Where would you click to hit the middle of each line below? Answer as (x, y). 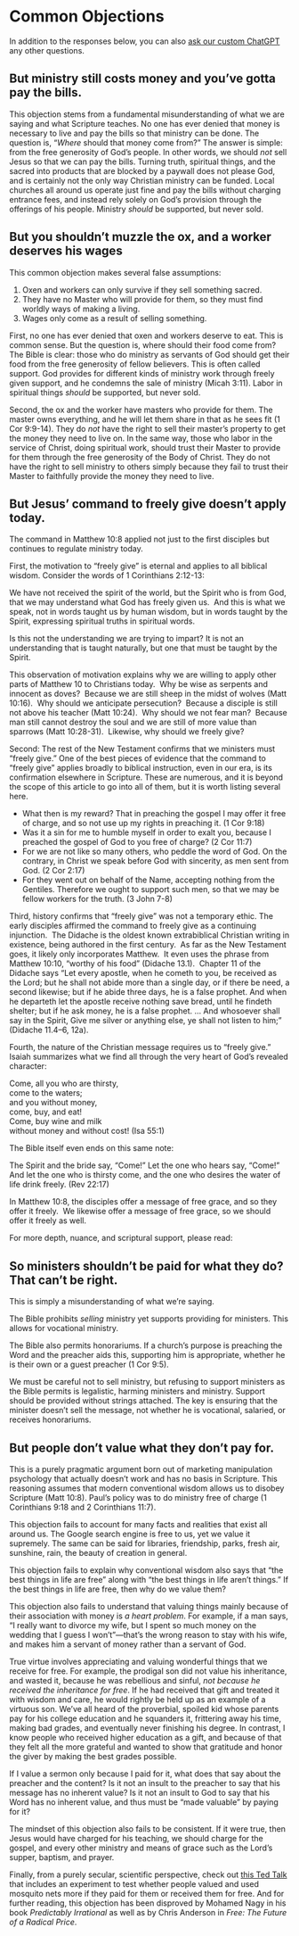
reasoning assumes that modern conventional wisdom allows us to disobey (147, 1488)
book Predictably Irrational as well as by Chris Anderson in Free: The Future (148, 1912)
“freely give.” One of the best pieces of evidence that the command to (138, 758)
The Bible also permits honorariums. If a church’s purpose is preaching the (146, 1345)
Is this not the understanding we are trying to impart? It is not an (127, 639)
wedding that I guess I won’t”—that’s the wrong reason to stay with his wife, (148, 1635)
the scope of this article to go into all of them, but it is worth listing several (145, 787)
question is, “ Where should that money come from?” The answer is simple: (146, 142)
